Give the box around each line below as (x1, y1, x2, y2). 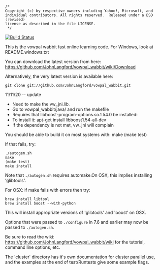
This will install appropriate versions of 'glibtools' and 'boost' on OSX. (5, 209, 146, 215)
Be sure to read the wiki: (5, 234, 55, 239)
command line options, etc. (5, 244, 61, 250)
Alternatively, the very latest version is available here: (5, 73, 113, 79)
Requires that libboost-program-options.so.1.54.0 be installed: (12, 112, 138, 117)
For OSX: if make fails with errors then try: (5, 187, 90, 193)
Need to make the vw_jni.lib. (12, 101, 70, 107)
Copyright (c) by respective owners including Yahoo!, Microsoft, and (5, 8, 153, 13)
